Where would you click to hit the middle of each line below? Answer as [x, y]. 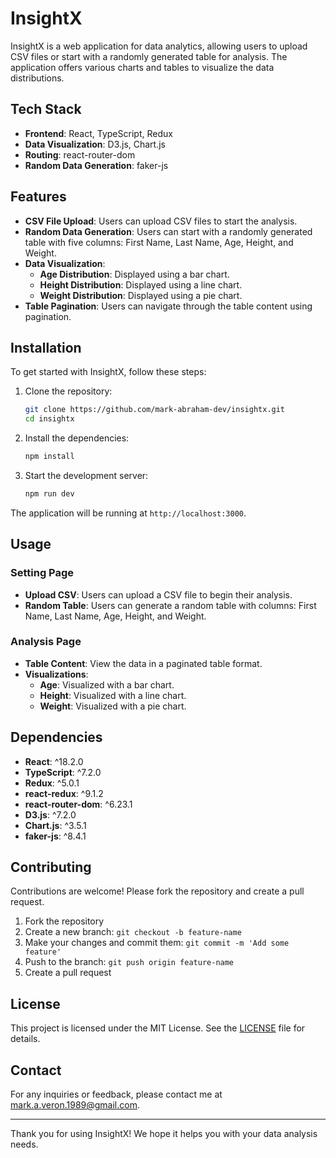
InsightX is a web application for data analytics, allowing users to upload [159, 46]
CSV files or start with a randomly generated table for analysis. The [149, 56]
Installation [46, 347]
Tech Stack [46, 109]
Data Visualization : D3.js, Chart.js [95, 144]
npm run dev [49, 494]
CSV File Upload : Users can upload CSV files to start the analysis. [161, 221]
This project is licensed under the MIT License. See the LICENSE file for [158, 1028]
